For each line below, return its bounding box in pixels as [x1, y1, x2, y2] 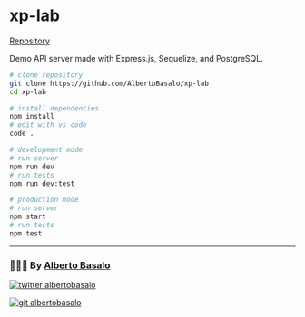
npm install [9, 112, 54, 121]
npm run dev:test [9, 178, 75, 188]
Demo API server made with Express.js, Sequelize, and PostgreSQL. [9, 53, 263, 63]
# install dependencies [9, 103, 100, 113]
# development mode [9, 146, 84, 155]
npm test [9, 228, 43, 238]
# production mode [9, 196, 79, 205]
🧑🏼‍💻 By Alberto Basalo [9, 259, 111, 272]
